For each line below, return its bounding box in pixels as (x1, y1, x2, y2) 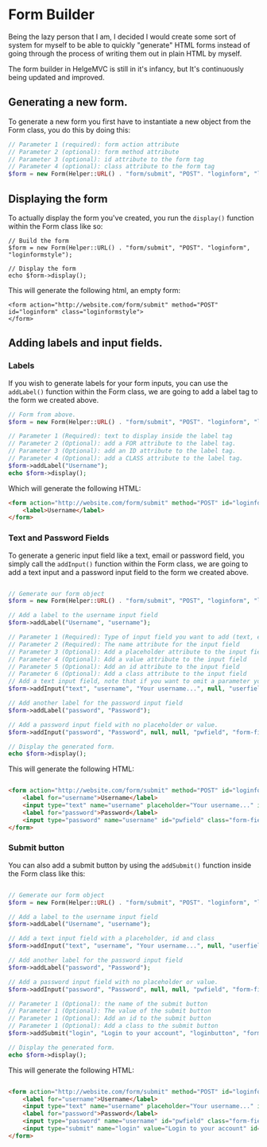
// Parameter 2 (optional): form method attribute (8, 148, 180, 156)
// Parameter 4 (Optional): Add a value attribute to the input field (8, 655, 247, 663)
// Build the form (8, 237, 69, 245)
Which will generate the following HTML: (8, 483, 141, 493)
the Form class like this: (8, 868, 86, 879)
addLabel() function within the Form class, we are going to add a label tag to (8, 387, 258, 396)
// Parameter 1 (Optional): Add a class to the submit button (8, 1022, 219, 1030)
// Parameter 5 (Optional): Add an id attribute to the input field (8, 662, 240, 670)
